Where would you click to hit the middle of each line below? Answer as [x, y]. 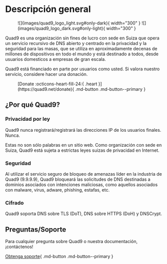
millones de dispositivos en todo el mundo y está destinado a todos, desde [82, 54]
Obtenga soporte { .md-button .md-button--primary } [59, 257]
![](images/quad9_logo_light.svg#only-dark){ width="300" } [79, 23]
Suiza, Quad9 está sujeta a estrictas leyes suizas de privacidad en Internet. [82, 150]
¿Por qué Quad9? [33, 105]
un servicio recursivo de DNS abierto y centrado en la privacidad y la [76, 43]
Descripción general [48, 9]
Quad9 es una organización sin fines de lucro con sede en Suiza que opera [82, 38]
